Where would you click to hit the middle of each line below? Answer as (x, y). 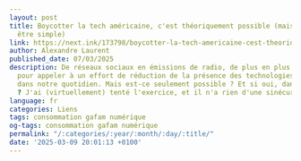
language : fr (34, 101)
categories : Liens (43, 109)
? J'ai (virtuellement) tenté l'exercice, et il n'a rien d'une (140, 92)
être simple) (42, 34)
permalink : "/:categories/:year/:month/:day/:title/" (112, 134)
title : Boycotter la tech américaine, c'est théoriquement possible (140, 26)
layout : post (34, 17)
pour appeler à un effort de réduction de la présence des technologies (156, 76)
